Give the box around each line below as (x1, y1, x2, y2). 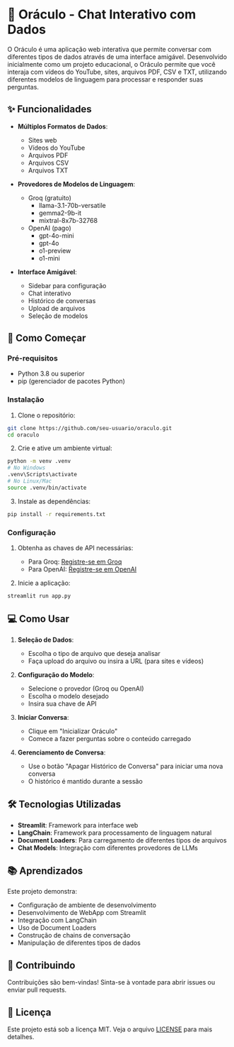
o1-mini (38, 253, 60, 262)
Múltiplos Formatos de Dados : (17, 122, 108, 131)
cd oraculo (7, 431, 40, 439)
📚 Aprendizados (7, 865, 83, 877)
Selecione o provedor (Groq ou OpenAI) (28, 684, 144, 693)
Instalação (7, 395, 45, 405)
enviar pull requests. (7, 986, 67, 994)
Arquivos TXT (28, 166, 69, 175)
